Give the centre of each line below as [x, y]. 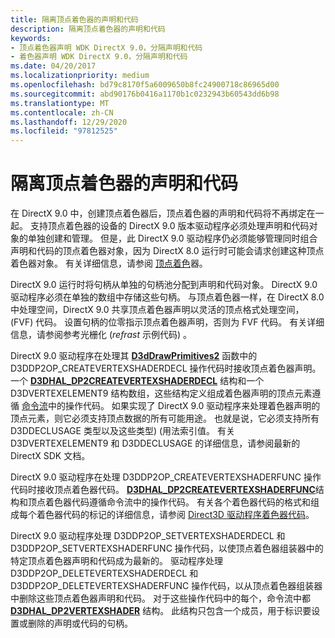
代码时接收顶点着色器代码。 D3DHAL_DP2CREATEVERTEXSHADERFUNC [163, 490]
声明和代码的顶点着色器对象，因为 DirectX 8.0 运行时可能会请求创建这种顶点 [167, 251]
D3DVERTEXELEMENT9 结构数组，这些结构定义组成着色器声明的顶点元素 [161, 393]
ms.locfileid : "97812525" [64, 131]
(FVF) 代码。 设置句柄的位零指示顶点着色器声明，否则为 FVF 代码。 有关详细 [167, 322]
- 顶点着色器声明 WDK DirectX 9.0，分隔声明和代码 [106, 47]
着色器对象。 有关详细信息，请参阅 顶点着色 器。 [109, 263]
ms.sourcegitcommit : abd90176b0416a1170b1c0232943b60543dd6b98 [145, 94]
